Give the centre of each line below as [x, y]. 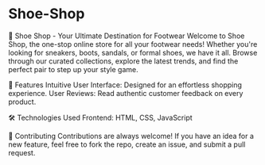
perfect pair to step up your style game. [73, 69]
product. [22, 102]
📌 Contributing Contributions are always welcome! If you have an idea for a [131, 136]
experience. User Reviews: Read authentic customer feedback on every [126, 93]
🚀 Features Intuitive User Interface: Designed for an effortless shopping [125, 85]
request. [22, 152]
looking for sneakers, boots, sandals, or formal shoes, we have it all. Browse [133, 52]
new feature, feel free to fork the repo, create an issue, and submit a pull [127, 144]
